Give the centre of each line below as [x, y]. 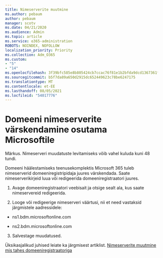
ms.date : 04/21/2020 [26, 28]
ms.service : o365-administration [39, 41]
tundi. [11, 159]
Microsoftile [30, 140]
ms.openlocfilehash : [26, 73]
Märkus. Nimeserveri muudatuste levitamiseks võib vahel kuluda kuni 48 [78, 154]
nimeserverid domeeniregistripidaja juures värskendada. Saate [67, 173]
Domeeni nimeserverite [53, 119]
